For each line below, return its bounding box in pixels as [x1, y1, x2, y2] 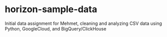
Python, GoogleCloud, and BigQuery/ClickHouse [5, 25, 106, 31]
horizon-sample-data [5, 4, 97, 15]
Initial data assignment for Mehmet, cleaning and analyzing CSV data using [5, 20, 162, 26]
